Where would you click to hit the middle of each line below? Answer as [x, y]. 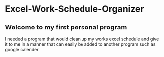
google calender [22, 49]
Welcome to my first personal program [66, 27]
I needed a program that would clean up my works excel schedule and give [82, 39]
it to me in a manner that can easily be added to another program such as [80, 44]
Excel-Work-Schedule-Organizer [75, 9]
